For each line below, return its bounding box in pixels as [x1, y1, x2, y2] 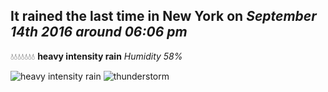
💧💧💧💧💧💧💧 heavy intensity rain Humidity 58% [10, 50, 183, 62]
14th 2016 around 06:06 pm [10, 24, 188, 41]
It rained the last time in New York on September [10, 8, 317, 25]
